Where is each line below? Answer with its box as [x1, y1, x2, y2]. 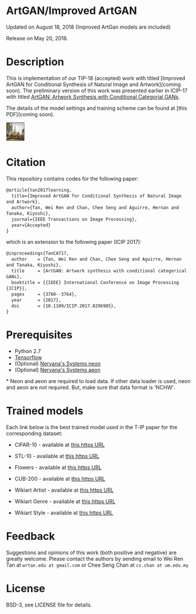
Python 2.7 [14, 348, 41, 355]
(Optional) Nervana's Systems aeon [14, 367, 101, 374]
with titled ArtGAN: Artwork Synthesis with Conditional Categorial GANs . [6, 93, 180, 100]
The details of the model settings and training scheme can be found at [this [6, 104, 187, 112]
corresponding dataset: [6, 430, 63, 437]
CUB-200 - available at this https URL [14, 475, 105, 482]
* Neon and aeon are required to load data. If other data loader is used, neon [6, 378, 191, 385]
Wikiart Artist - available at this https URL [14, 487, 114, 494]
